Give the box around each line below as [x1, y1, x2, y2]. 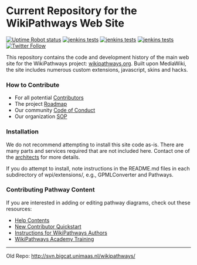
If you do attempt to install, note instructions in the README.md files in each [6, 165, 190, 172]
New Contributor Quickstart [14, 223, 81, 230]
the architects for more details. [6, 153, 80, 160]
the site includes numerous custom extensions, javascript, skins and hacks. [6, 66, 188, 73]
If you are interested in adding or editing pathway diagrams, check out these [6, 199, 191, 206]
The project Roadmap [14, 100, 67, 108]
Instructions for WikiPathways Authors [14, 229, 107, 236]
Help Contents [14, 216, 50, 224]
